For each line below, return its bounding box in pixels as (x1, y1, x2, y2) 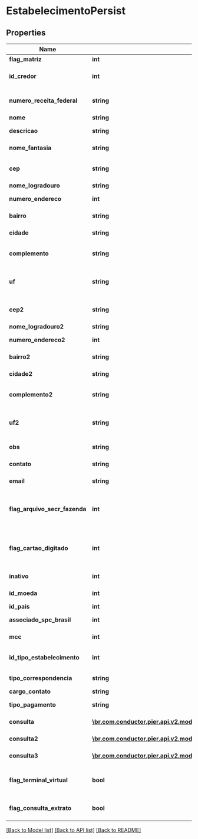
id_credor (9, 72, 37, 80)
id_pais (9, 603, 30, 610)
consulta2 (9, 734, 38, 743)
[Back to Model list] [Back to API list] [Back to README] (6, 827, 141, 834)
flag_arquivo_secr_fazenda (9, 505, 87, 513)
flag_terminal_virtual (9, 776, 68, 784)
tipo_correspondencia (9, 674, 72, 682)
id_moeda (9, 589, 38, 597)
